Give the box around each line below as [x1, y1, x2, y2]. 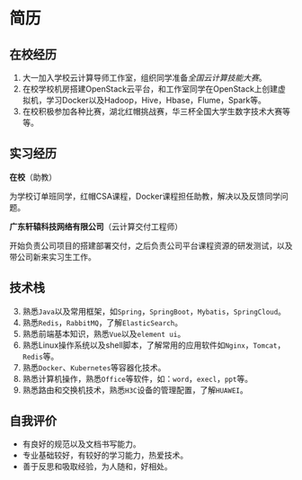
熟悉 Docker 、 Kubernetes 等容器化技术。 [22, 361, 166, 373]
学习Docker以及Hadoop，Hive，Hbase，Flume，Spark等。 [46, 95, 267, 105]
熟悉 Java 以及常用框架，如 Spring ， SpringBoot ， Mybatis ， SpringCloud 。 [22, 306, 286, 316]
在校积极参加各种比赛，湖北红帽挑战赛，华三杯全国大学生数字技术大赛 [22, 106, 283, 117]
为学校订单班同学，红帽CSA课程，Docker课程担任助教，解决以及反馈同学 [9, 191, 281, 201]
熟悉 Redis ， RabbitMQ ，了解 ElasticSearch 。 [22, 316, 182, 328]
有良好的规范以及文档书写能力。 [22, 439, 141, 449]
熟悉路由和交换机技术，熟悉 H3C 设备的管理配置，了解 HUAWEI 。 [22, 384, 249, 396]
